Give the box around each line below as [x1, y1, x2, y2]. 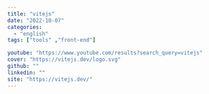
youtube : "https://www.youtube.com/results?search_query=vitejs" [7, 49, 203, 57]
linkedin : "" [7, 69, 46, 76]
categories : [7, 23, 42, 30]
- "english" [13, 30, 49, 37]
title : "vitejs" [7, 10, 55, 18]
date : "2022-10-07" [7, 17, 65, 24]
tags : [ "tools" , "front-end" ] [7, 37, 96, 44]
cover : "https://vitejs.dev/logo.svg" [7, 56, 121, 64]
